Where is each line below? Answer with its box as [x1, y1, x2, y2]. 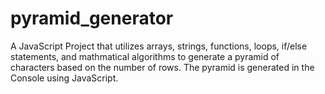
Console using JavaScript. [10, 72, 119, 84]
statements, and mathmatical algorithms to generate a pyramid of [10, 50, 280, 62]
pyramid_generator [10, 7, 174, 30]
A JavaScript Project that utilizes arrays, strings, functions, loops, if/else [10, 40, 308, 52]
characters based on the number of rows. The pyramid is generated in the [10, 61, 315, 73]
